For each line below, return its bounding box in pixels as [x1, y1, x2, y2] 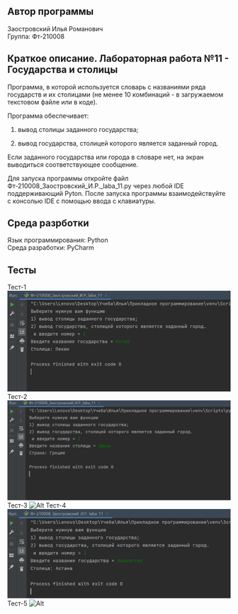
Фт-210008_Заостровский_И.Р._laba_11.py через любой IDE [7, 181, 184, 190]
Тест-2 [7, 392, 28, 400]
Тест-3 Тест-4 [7, 500, 67, 510]
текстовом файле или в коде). [7, 97, 98, 106]
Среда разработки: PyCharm [7, 243, 94, 252]
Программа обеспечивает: [7, 111, 89, 120]
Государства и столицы [7, 64, 118, 76]
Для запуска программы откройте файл [7, 174, 129, 182]
